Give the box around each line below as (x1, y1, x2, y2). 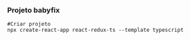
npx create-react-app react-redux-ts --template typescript (7, 26, 184, 34)
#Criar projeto (7, 21, 51, 28)
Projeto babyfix (7, 5, 60, 15)
